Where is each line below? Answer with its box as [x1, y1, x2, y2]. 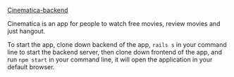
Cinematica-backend [7, 6, 68, 14]
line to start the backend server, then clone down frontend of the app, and [7, 48, 223, 56]
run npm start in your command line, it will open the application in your [7, 55, 213, 64]
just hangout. [7, 27, 46, 35]
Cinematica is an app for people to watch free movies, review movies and [7, 20, 221, 27]
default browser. [7, 63, 55, 71]
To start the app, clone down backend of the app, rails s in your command [7, 41, 227, 48]
